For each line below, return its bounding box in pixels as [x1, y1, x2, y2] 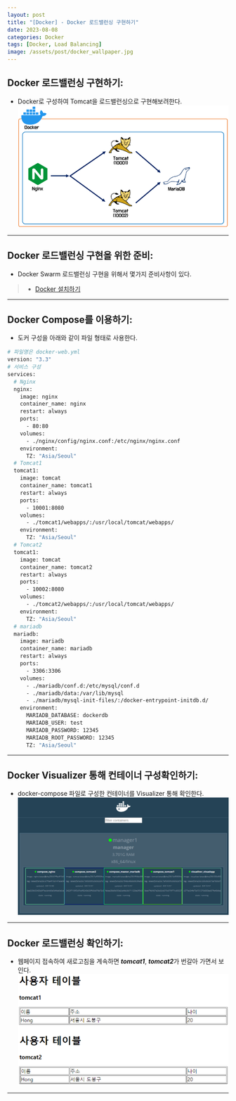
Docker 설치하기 [34, 285, 81, 293]
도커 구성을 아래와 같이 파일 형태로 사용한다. [17, 334, 138, 342]
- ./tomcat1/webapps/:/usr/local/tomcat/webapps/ [25, 519, 174, 527]
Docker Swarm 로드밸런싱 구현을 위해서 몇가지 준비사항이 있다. [17, 269, 192, 278]
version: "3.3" [7, 356, 52, 363]
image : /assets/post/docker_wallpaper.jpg [7, 49, 133, 56]
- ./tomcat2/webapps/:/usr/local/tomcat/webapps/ [25, 601, 174, 608]
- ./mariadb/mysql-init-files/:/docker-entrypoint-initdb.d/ [25, 697, 209, 704]
